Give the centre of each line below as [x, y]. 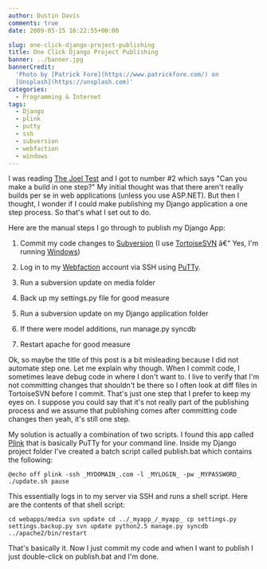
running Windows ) [50, 252]
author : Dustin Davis [44, 16]
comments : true [33, 23]
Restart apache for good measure [75, 344]
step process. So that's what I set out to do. [80, 213]
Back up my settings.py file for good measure [94, 298]
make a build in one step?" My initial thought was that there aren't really [126, 187]
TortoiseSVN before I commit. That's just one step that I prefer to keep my [130, 394]
